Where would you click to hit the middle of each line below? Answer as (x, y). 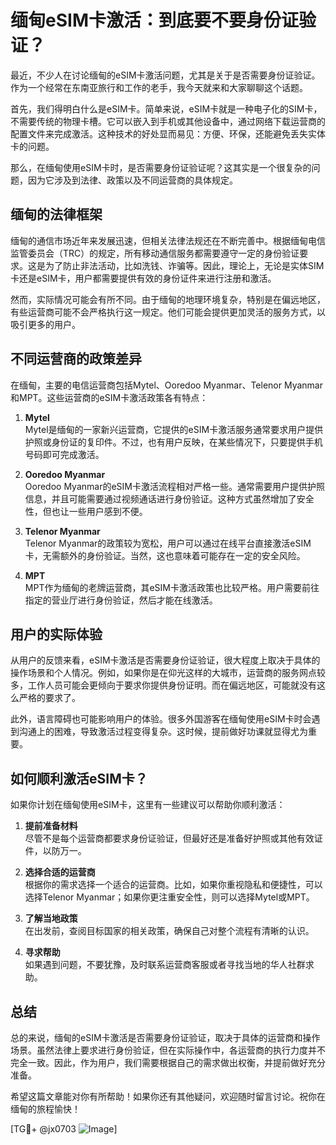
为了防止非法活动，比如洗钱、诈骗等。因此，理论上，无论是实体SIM (184, 265)
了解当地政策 (51, 918)
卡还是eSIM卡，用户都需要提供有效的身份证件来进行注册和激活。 (143, 278)
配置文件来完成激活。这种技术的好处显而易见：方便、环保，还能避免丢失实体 (168, 133)
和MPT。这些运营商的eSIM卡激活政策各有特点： (109, 397)
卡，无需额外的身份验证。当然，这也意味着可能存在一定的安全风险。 (165, 555)
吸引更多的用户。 (45, 324)
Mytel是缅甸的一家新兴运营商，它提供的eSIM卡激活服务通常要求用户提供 (174, 429)
